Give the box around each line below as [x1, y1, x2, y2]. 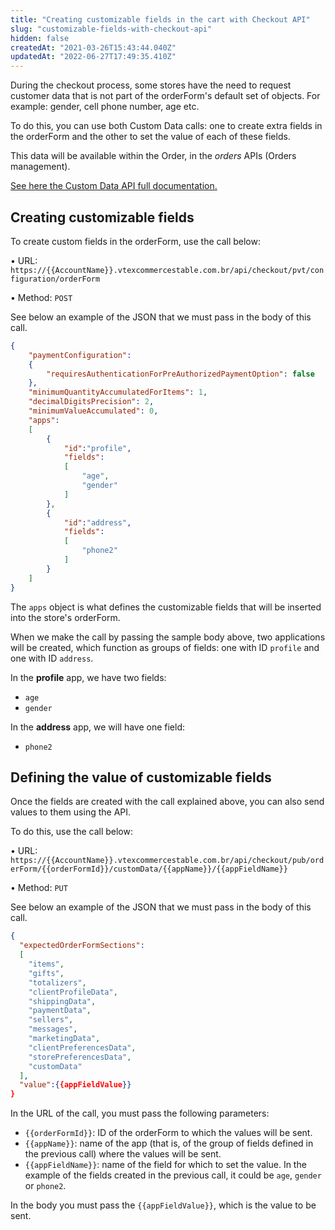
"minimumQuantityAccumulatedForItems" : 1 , [28, 387, 208, 398]
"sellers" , [28, 1015, 74, 1025]
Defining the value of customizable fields [10, 769, 272, 786]
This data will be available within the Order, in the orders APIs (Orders [10, 150, 297, 162]
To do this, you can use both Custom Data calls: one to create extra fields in [10, 120, 323, 132]
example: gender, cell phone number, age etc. [10, 101, 200, 113]
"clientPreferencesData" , [28, 1042, 137, 1053]
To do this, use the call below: [10, 826, 133, 838]
